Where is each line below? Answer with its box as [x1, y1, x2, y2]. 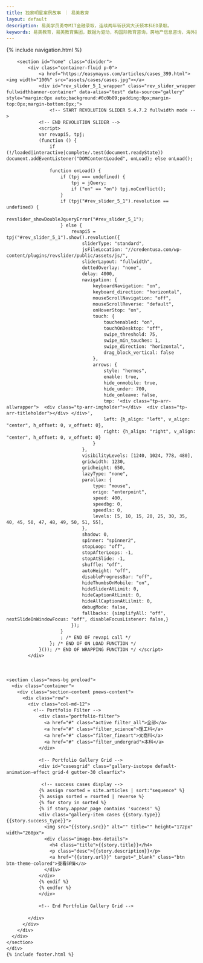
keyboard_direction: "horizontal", [92, 289, 182, 295]
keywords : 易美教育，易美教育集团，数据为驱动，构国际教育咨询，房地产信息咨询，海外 [6, 29, 195, 35]
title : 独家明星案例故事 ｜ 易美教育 [6, 10, 89, 16]
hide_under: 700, [103, 386, 147, 392]
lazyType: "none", [82, 471, 129, 477]
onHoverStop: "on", [92, 307, 142, 313]
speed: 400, [92, 495, 123, 501]
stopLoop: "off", [82, 544, 126, 550]
